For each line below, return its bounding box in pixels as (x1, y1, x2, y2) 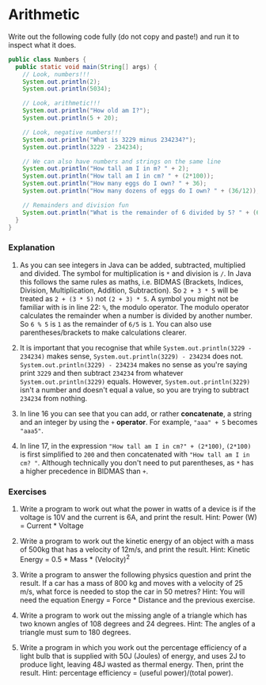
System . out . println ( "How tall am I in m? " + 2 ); (22, 165, 190, 173)
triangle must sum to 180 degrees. (19, 627, 131, 637)
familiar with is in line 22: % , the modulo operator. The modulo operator (19, 302, 249, 312)
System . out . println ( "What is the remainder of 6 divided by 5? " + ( (22, 209, 257, 216)
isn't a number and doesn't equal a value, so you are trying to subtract (19, 385, 249, 394)
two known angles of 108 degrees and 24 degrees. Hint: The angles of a (19, 618, 256, 628)
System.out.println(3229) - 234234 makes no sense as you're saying (19, 359, 248, 369)
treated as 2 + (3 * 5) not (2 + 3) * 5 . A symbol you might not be (19, 293, 239, 303)
